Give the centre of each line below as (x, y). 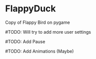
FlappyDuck (31, 9)
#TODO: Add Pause (25, 41)
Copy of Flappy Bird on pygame (38, 22)
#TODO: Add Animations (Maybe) (40, 51)
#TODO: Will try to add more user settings (48, 32)
